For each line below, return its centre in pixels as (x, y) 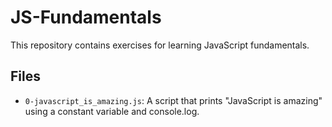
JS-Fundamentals (86, 17)
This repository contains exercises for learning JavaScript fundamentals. (160, 45)
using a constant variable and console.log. (112, 111)
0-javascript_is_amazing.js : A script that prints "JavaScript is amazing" (173, 100)
